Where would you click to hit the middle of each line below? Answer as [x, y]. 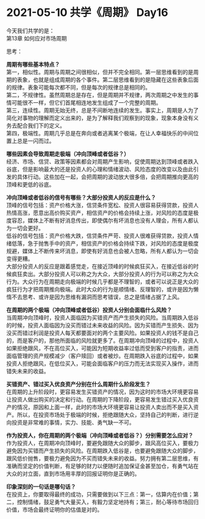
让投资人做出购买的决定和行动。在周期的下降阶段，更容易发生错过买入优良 [100, 399]
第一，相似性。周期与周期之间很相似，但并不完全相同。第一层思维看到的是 [100, 72]
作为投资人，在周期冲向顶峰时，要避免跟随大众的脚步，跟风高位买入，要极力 [103, 443]
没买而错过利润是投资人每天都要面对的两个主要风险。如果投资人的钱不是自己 [103, 333]
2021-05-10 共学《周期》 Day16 [88, 13]
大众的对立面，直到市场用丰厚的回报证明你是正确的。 [73, 473]
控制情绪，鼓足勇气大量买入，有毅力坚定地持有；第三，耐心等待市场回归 [108, 502]
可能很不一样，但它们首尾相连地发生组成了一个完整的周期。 [86, 102]
